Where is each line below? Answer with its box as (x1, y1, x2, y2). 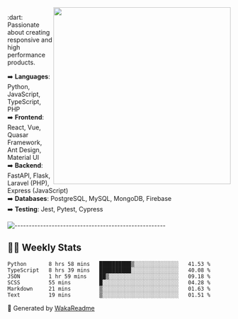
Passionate (7, 21, 40, 29)
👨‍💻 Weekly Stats (7, 242, 82, 254)
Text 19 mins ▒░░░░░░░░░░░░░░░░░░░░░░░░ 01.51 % (7, 291, 211, 298)
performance (7, 51, 46, 59)
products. (7, 58, 35, 66)
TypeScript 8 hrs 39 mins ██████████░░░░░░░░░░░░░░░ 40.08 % (7, 267, 211, 274)
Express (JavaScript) (7, 187, 69, 195)
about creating (7, 28, 50, 36)
